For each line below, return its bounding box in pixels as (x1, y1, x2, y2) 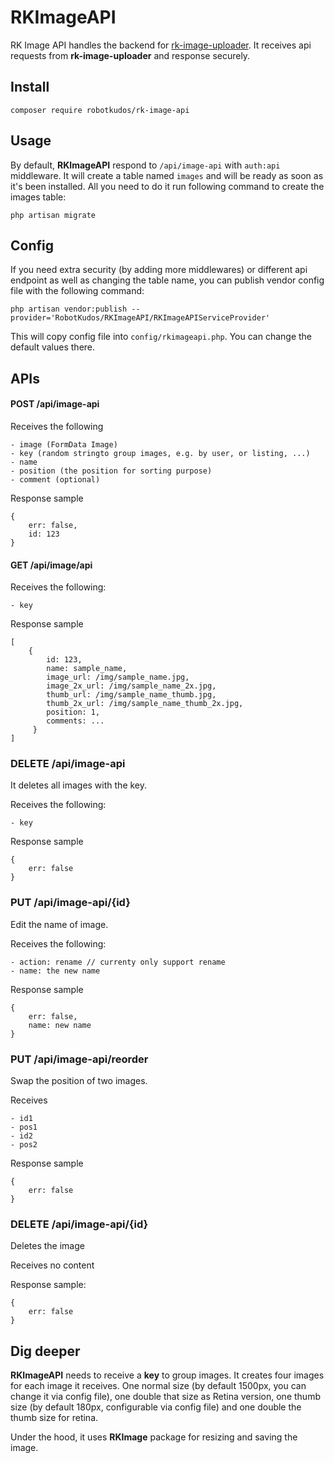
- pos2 (10, 1140, 38, 1150)
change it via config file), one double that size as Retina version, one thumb (10, 1391, 321, 1403)
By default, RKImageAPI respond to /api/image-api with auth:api (10, 159, 281, 171)
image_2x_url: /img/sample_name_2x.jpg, (46, 681, 217, 691)
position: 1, (46, 707, 101, 718)
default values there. (10, 341, 96, 353)
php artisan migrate (10, 210, 97, 220)
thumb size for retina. (10, 1412, 99, 1424)
